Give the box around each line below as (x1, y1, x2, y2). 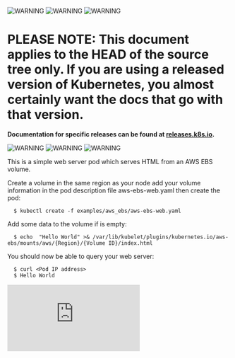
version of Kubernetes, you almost (7, 76, 215, 93)
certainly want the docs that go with (7, 92, 224, 108)
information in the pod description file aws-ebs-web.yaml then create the (7, 186, 221, 195)
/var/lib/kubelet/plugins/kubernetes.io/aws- (92, 233, 229, 241)
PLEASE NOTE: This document (7, 32, 189, 47)
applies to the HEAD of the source (7, 47, 210, 63)
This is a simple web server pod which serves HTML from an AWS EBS (7, 157, 213, 166)
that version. (7, 107, 84, 123)
